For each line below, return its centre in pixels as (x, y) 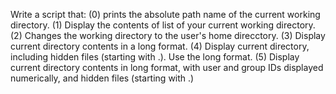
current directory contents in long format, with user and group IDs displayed (167, 67)
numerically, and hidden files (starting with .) (102, 78)
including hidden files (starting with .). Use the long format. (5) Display (155, 57)
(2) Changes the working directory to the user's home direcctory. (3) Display (168, 35)
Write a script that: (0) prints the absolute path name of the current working (165, 14)
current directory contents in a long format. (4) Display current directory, (160, 46)
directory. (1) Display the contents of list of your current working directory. (163, 25)
